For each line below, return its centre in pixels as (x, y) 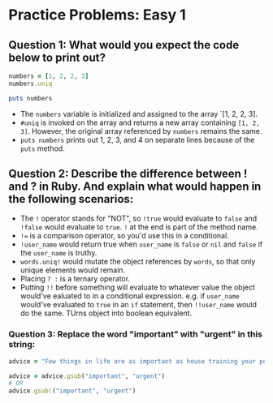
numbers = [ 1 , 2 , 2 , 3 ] (49, 76)
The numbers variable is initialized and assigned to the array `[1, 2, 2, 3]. (139, 114)
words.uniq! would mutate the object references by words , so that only (138, 262)
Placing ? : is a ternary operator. (75, 279)
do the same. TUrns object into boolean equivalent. (106, 313)
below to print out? (57, 57)
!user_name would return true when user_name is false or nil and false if (141, 244)
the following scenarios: (71, 199)
